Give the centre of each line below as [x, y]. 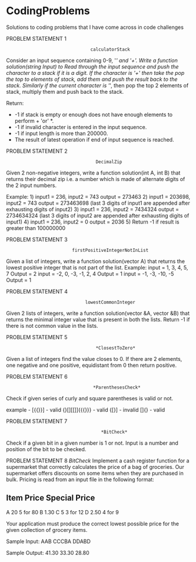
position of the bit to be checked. [46, 449]
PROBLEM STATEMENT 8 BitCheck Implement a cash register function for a [98, 461]
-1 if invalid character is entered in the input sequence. [81, 127]
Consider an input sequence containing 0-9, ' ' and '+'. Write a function [92, 60]
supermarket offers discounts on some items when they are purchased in [95, 473]
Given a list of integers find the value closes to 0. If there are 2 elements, [94, 359]
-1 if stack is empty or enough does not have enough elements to [93, 114]
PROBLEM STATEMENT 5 [37, 337]
